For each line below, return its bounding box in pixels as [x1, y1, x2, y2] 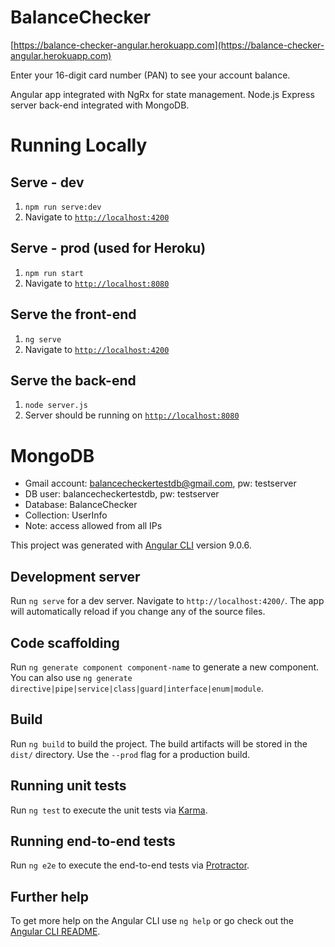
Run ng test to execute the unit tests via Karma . [10, 804, 208, 816]
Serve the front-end [10, 306, 137, 323]
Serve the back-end [10, 372, 137, 389]
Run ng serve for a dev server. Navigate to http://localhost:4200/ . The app [10, 595, 325, 607]
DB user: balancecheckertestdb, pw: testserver [24, 488, 220, 500]
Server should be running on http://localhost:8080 [24, 409, 240, 421]
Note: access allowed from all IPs [24, 520, 163, 532]
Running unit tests [10, 777, 127, 795]
